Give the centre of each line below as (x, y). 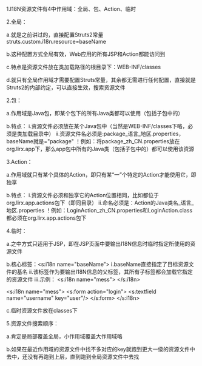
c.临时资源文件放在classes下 (42, 310)
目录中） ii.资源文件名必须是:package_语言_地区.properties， (108, 134)
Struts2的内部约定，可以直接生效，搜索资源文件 (66, 87)
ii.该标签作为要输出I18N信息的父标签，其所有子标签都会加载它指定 (111, 272)
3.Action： (19, 162)
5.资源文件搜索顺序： (32, 323)
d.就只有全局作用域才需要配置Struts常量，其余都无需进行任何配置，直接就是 (101, 80)
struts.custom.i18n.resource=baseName (56, 42)
